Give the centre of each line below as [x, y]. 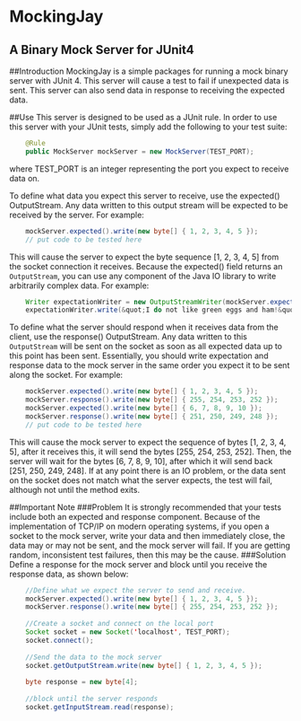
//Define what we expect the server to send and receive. [136, 590]
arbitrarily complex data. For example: [79, 286]
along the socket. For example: [66, 375]
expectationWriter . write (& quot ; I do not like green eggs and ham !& [154, 310]
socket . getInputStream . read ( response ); [100, 707]
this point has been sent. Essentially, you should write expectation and [139, 356]
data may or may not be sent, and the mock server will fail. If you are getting [150, 545]
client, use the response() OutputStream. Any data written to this [129, 337]
